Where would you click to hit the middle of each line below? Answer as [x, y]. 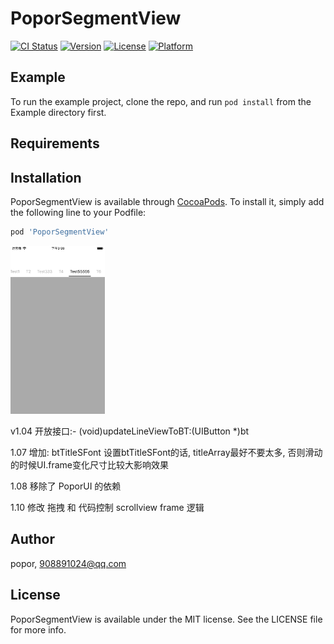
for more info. [38, 629]
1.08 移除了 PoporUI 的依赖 [66, 486]
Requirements [55, 143]
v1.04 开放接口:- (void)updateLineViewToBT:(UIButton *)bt [130, 431]
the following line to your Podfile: [78, 212]
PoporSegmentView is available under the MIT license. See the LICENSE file [166, 619]
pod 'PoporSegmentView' [60, 232]
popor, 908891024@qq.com [68, 563]
